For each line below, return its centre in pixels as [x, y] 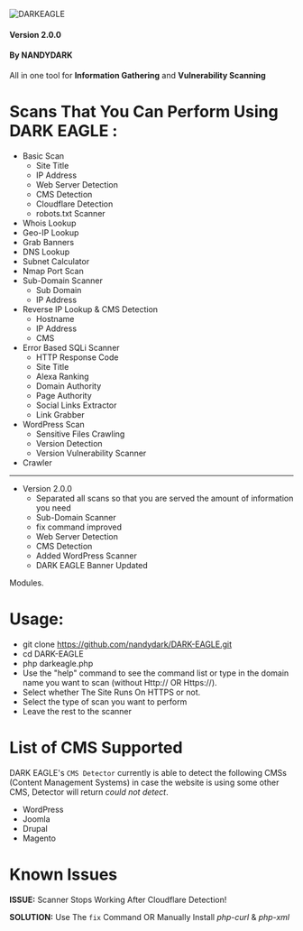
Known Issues [64, 874]
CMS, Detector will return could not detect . [89, 792]
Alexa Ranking [62, 376]
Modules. [27, 583]
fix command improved [79, 527]
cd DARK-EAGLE [53, 653]
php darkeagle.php [58, 663]
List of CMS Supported [96, 747]
